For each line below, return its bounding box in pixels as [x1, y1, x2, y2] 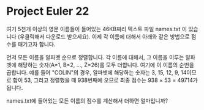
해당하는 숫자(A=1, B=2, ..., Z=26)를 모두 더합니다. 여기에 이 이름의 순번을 [17, 61, 194, 68]
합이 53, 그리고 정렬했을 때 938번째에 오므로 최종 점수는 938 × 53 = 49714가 [12, 76, 198, 84]
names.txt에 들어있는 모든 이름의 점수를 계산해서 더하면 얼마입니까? [6, 97, 168, 105]
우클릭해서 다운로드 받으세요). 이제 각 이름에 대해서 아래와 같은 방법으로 [19, 32, 190, 40]
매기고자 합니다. [17, 40, 56, 48]
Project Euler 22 [6, 4, 89, 18]
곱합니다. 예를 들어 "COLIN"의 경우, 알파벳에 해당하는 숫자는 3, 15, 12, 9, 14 [6, 68, 187, 76]
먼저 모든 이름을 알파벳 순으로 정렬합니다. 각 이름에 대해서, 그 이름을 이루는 [6, 53, 184, 61]
